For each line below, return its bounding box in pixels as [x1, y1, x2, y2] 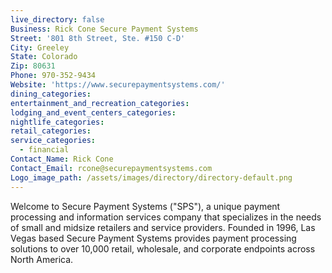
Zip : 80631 [10, 61, 56, 71]
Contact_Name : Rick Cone [10, 154, 114, 164]
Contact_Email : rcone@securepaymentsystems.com [10, 163, 213, 173]
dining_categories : [10, 89, 92, 99]
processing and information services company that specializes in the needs [10, 211, 322, 223]
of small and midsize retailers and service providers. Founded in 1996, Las [10, 221, 316, 233]
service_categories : [10, 136, 97, 146]
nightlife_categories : [10, 117, 105, 127]
